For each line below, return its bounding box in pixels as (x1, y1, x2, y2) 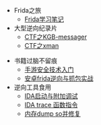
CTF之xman (24, 42, 60, 49)
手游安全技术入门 (24, 66, 74, 73)
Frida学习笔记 (24, 15, 65, 23)
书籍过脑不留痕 (13, 56, 58, 65)
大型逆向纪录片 (13, 24, 58, 32)
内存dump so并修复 (24, 109, 81, 118)
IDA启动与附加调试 (24, 92, 79, 100)
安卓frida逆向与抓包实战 (24, 74, 94, 83)
